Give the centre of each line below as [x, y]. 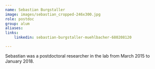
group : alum [17, 24]
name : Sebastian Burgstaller [35, 10]
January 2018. [20, 61]
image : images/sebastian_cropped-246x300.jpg [53, 14]
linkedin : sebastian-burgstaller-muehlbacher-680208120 [73, 38]
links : [12, 33]
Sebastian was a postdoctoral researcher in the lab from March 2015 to [77, 56]
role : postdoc [20, 19]
